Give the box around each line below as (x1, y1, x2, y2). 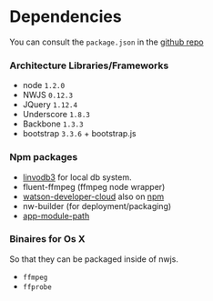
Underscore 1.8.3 (22, 109, 91, 120)
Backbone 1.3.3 (22, 118, 84, 129)
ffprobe (22, 282, 52, 292)
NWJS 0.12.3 (22, 89, 74, 101)
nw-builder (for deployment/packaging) (22, 200, 172, 211)
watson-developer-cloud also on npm (22, 191, 165, 202)
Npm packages (9, 151, 78, 164)
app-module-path (22, 210, 90, 221)
